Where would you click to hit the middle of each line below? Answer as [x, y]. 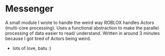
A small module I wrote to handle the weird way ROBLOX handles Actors [80, 22]
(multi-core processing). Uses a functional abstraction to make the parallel [82, 27]
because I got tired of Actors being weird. [48, 38]
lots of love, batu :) [32, 48]
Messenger [30, 9]
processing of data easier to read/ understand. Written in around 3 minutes [82, 33]
